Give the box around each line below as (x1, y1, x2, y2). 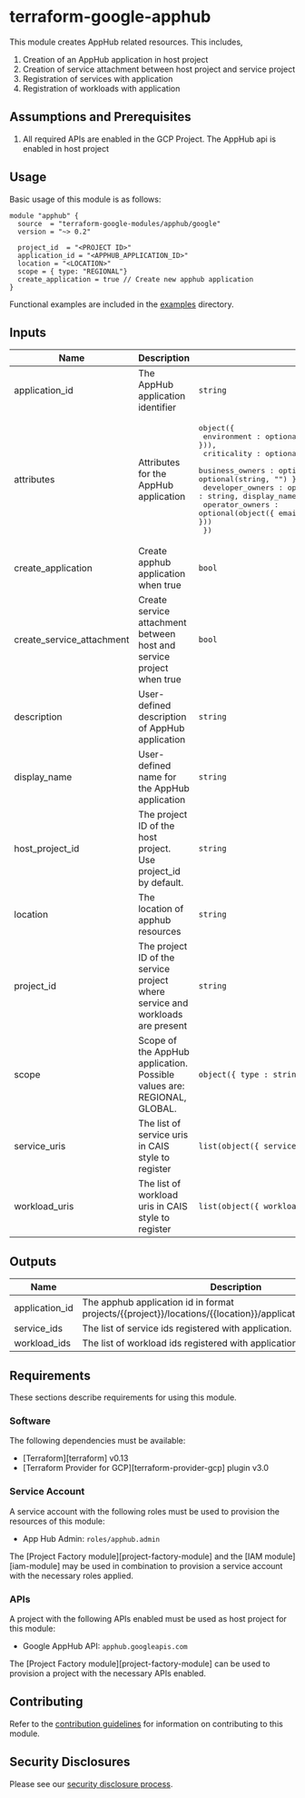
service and (137, 997, 189, 1009)
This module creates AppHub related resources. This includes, (9, 36, 243, 47)
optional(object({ (198, 509, 275, 519)
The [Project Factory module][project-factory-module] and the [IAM (9, 1551, 263, 1562)
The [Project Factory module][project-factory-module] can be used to (9, 1658, 271, 1669)
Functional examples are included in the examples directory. (9, 298, 234, 310)
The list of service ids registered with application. (82, 1322, 292, 1335)
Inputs (9, 324, 47, 340)
